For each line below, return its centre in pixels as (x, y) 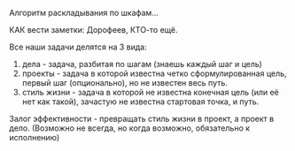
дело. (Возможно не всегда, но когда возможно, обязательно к (130, 128)
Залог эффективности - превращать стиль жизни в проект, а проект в (142, 119)
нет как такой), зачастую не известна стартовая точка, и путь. (140, 102)
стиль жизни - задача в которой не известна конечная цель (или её (150, 92)
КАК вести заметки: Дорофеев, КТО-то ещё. (94, 30)
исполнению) (35, 137)
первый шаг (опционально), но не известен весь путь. (125, 83)
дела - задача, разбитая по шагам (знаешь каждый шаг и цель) (142, 64)
